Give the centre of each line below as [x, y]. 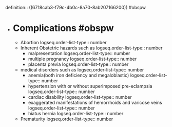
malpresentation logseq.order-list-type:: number [79, 53]
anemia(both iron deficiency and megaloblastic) [79, 75]
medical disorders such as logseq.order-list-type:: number [82, 69]
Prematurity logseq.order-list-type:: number [67, 119]
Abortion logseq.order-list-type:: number [63, 42]
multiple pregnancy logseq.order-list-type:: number [82, 59]
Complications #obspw [63, 28]
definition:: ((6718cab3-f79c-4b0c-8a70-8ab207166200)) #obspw [76, 7]
